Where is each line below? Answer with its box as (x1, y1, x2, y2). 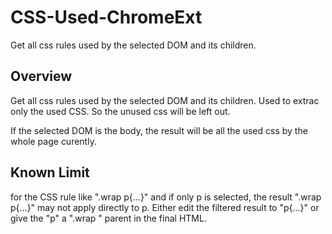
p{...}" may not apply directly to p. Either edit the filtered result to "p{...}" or (10, 201, 320, 213)
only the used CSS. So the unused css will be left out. (10, 105, 231, 117)
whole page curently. (10, 135, 97, 147)
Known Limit (10, 164, 90, 181)
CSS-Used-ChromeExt (10, 6, 203, 29)
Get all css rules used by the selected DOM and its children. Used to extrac (10, 94, 320, 106)
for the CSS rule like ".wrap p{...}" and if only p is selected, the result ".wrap (10, 191, 322, 203)
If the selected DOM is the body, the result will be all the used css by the (10, 124, 308, 136)
